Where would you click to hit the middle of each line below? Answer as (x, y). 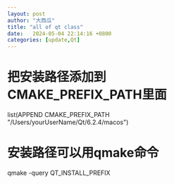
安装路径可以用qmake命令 (83, 153)
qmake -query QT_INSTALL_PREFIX (59, 173)
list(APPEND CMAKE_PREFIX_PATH (59, 115)
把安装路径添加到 (57, 77)
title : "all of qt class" (45, 27)
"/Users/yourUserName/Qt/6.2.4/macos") (68, 122)
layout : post (26, 14)
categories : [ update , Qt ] (44, 40)
